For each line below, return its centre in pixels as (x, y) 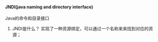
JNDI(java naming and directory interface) (49, 7)
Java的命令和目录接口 (27, 18)
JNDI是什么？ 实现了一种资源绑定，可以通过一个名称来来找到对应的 (80, 29)
